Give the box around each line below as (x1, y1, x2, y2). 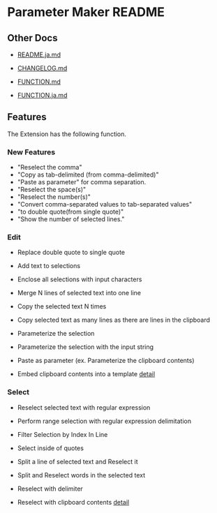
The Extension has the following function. (7, 130, 127, 138)
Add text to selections (17, 262, 81, 270)
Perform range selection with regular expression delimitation (17, 417, 192, 425)
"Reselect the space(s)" (17, 186, 87, 194)
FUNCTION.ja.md (17, 91, 68, 99)
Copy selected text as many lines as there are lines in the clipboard (17, 315, 211, 325)
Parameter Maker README (7, 4, 165, 20)
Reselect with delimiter (17, 484, 84, 493)
